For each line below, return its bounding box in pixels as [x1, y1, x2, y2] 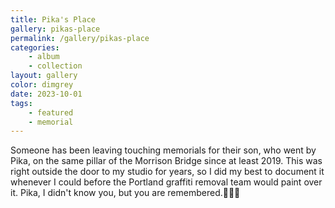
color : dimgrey [10, 80, 74, 90]
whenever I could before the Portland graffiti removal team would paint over [10, 176, 323, 188]
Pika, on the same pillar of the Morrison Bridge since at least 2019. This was [10, 155, 323, 167]
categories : [10, 42, 60, 53]
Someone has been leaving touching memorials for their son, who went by [10, 144, 317, 156]
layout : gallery [10, 71, 78, 81]
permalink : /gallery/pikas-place [10, 33, 150, 43]
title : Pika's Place [10, 14, 97, 25]
